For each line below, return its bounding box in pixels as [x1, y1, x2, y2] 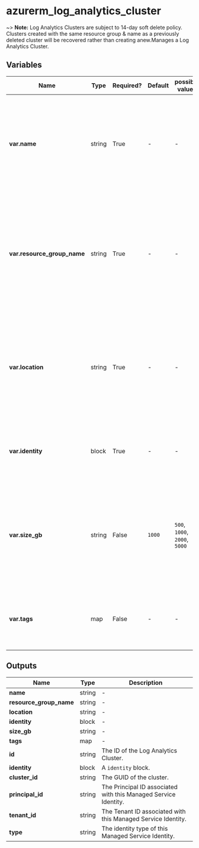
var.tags [9, 615, 33, 623]
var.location [9, 363, 44, 371]
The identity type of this [101, 824, 168, 833]
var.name [9, 140, 37, 148]
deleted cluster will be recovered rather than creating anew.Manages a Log [6, 36, 190, 43]
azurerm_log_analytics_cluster [6, 4, 162, 18]
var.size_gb [9, 530, 43, 539]
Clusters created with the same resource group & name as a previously [6, 30, 179, 37]
